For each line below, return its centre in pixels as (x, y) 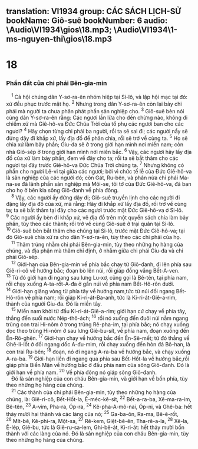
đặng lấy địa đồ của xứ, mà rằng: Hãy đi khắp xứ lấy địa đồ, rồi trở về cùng (96, 204)
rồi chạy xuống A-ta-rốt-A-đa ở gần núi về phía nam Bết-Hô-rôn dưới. (90, 284)
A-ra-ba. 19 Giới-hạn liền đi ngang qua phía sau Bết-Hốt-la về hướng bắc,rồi (98, 358)
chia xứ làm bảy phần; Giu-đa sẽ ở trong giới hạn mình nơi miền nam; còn (95, 145)
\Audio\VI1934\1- (146, 30)
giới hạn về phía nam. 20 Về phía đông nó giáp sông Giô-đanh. (82, 372)
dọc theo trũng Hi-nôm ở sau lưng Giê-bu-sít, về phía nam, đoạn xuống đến (98, 331)
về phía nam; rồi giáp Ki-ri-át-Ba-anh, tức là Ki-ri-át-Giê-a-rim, (100, 298)
